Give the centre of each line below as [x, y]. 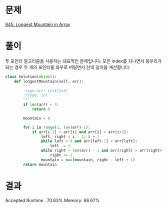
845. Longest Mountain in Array [38, 24]
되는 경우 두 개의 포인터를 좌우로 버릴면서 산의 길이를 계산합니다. [68, 67]
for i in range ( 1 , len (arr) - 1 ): [57, 127]
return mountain [40, 164]
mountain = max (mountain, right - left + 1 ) [88, 160]
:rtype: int [36, 95]
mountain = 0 [37, 118]
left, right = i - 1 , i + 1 [70, 136]
